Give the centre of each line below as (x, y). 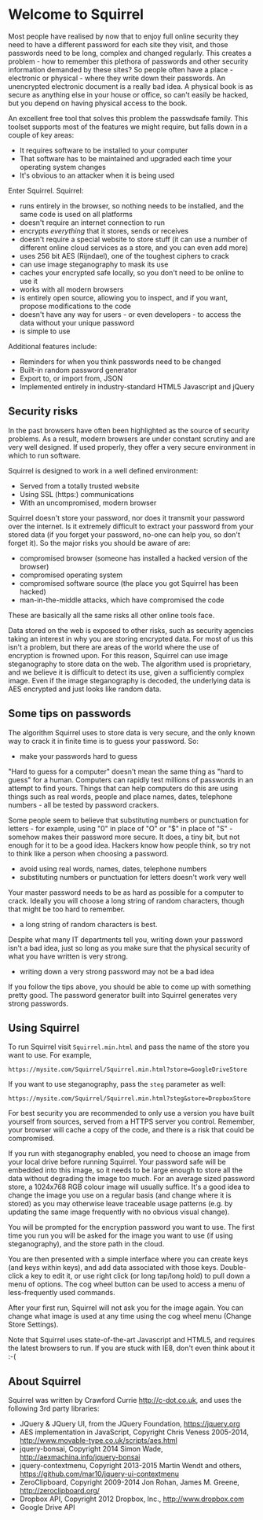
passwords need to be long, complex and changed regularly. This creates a (130, 53)
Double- (233, 1268)
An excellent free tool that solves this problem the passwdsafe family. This (128, 118)
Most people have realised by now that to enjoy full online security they (124, 36)
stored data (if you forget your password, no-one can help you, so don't (124, 534)
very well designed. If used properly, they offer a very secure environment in (132, 447)
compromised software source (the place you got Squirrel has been (129, 583)
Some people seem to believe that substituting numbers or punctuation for (128, 820)
